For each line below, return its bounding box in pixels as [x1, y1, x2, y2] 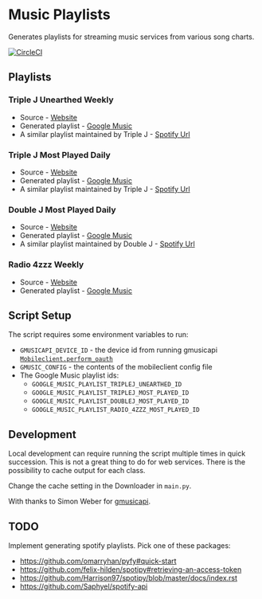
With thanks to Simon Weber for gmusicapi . [8, 496, 151, 507]
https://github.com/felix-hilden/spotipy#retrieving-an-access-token [19, 564, 242, 574]
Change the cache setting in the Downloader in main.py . [8, 481, 192, 491]
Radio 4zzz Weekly [8, 259, 84, 270]
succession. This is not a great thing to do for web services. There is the [8, 457, 245, 467]
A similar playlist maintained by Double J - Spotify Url [19, 239, 195, 249]
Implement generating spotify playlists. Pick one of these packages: [8, 540, 231, 550]
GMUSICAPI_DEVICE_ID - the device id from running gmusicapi [19, 345, 217, 355]
